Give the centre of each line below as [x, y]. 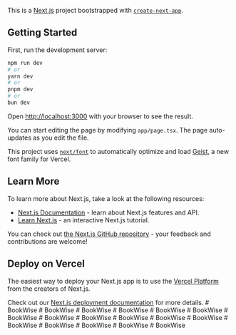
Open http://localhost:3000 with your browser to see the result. [101, 116]
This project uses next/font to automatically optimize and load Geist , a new [118, 151]
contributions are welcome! [47, 241]
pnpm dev [20, 89]
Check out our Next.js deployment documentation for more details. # [108, 302]
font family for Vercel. [39, 159]
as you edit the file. [61, 138]
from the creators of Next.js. [49, 289]
